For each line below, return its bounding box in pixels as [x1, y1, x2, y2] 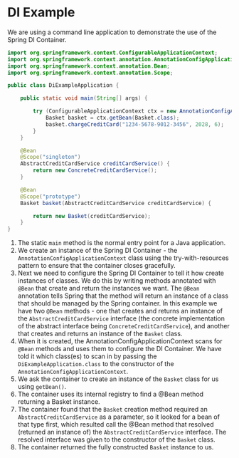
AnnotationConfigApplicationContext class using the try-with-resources [17, 254, 229, 262]
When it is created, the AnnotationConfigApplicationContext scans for [17, 337, 223, 345]
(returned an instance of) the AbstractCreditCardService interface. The [17, 428, 227, 437]
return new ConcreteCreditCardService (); [33, 167, 158, 175]
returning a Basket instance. [17, 397, 101, 406]
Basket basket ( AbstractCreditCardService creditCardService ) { [20, 199, 212, 207]
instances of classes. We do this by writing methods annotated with [17, 276, 216, 285]
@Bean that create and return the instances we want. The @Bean [17, 284, 200, 293]
